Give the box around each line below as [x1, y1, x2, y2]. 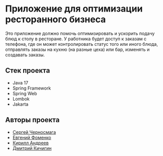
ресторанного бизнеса [5, 14, 106, 25]
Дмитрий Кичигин [12, 145, 52, 151]
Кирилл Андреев [12, 139, 49, 146]
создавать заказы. [5, 51, 45, 58]
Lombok [12, 96, 30, 102]
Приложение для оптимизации [5, 3, 143, 15]
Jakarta [12, 101, 29, 107]
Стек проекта [5, 66, 50, 75]
